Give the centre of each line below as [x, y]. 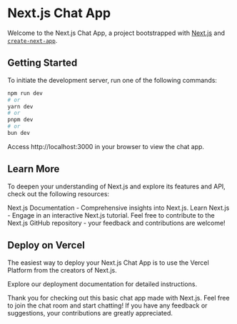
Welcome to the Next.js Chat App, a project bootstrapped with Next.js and [116, 33]
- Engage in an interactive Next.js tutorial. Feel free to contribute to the [111, 215]
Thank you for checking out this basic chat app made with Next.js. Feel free [118, 298]
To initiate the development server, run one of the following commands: [112, 80]
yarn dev [20, 106]
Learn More [34, 169]
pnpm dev [20, 120]
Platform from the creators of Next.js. [62, 270]
